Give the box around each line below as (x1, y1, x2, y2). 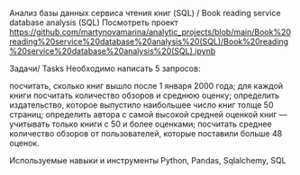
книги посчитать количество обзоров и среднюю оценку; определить (9, 90, 280, 101)
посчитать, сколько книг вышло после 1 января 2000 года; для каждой (9, 81, 284, 91)
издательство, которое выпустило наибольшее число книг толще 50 (9, 100, 274, 110)
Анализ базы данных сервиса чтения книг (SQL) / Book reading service (9, 8, 281, 18)
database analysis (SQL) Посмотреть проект (9, 17, 178, 28)
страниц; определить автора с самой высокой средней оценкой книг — (9, 109, 287, 119)
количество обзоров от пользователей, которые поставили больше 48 (9, 128, 283, 138)
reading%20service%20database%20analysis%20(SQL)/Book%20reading (9, 36, 289, 47)
